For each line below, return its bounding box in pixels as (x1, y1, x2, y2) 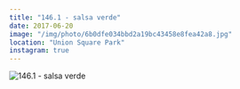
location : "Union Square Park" (9, 37, 125, 47)
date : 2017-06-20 (9, 21, 74, 30)
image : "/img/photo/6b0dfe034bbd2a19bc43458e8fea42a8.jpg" (9, 29, 233, 38)
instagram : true (9, 46, 69, 55)
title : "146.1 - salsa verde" (9, 12, 122, 22)
